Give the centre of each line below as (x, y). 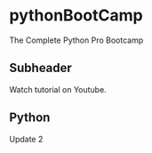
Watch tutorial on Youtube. (58, 89)
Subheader (41, 68)
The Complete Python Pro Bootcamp (76, 40)
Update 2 (26, 139)
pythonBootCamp (76, 16)
